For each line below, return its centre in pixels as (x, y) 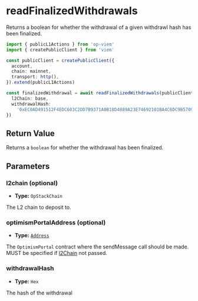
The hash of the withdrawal (39, 293)
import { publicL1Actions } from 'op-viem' (60, 44)
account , (22, 66)
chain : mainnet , (31, 71)
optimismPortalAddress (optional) (56, 223)
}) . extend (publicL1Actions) (41, 83)
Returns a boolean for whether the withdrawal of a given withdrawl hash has (99, 27)
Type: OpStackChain (39, 195)
